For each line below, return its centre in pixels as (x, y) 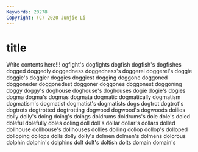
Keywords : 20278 (27, 12)
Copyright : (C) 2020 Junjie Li (46, 18)
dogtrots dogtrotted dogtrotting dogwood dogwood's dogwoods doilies (96, 110)
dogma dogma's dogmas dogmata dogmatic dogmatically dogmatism (94, 97)
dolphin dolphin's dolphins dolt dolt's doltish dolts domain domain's (91, 143)
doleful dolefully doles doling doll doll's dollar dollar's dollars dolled (91, 123)
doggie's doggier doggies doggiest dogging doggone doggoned (87, 78)
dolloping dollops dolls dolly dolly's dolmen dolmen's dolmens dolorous (96, 136)
